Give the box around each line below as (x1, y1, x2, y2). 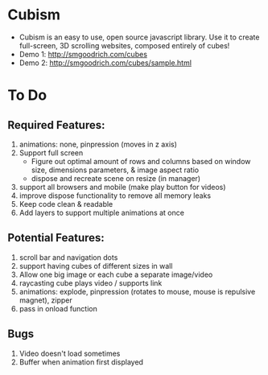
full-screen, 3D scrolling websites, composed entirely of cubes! (19, 40, 230, 50)
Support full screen (19, 147, 84, 158)
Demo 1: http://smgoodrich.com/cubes (19, 49, 148, 59)
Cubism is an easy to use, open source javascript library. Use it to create (19, 32, 260, 42)
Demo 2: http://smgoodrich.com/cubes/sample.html (19, 58, 192, 68)
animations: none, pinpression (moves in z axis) (19, 139, 178, 149)
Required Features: (7, 118, 105, 132)
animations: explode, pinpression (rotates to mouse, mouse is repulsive (19, 286, 256, 296)
